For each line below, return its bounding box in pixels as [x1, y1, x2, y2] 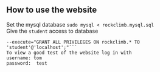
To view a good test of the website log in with [6, 50, 132, 56]
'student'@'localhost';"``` [6, 44, 78, 50]
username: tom [6, 54, 43, 61]
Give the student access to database [6, 27, 99, 34]
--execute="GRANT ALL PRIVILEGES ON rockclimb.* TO [6, 39, 140, 45]
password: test [6, 60, 47, 66]
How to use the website [6, 5, 97, 15]
